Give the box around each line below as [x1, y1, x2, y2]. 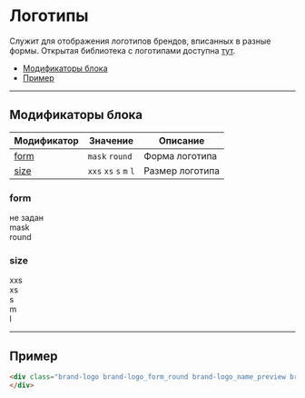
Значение [89, 134, 134, 146]
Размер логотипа [143, 164, 221, 177]
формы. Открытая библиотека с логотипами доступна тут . [9, 45, 236, 55]
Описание [158, 134, 205, 146]
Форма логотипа [143, 149, 218, 162]
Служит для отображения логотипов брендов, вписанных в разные [9, 35, 271, 46]
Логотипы [9, 5, 89, 26]
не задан [9, 213, 44, 224]
